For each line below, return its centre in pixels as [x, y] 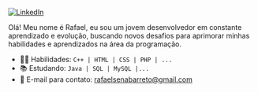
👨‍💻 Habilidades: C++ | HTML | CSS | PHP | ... [96, 59]
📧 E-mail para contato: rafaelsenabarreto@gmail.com [106, 79]
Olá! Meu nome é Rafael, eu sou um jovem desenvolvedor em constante [125, 27]
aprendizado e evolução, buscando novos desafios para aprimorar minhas [129, 36]
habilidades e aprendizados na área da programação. [95, 44]
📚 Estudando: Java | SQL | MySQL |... [84, 68]
